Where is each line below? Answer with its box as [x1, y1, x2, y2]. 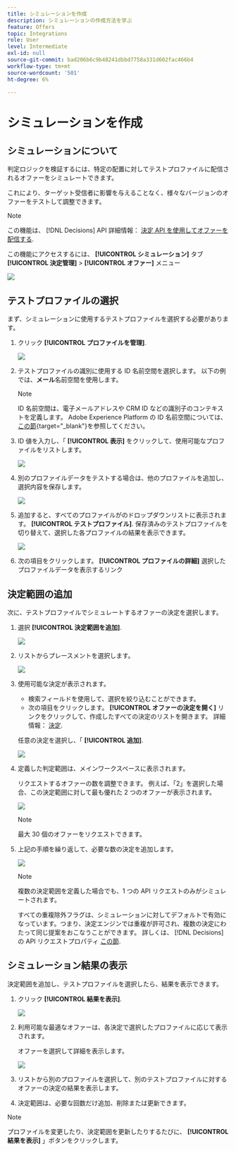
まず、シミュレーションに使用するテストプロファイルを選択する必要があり [7, 315, 223, 323]
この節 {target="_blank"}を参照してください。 [17, 422, 149, 430]
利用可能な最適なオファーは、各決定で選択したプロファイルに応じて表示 [17, 1023, 228, 1031]
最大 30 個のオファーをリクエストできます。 [17, 830, 146, 838]
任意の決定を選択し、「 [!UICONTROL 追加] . [17, 736, 144, 744]
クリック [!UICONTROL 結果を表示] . [17, 994, 122, 1003]
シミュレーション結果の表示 [7, 960, 128, 972]
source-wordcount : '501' [7, 69, 80, 76]
